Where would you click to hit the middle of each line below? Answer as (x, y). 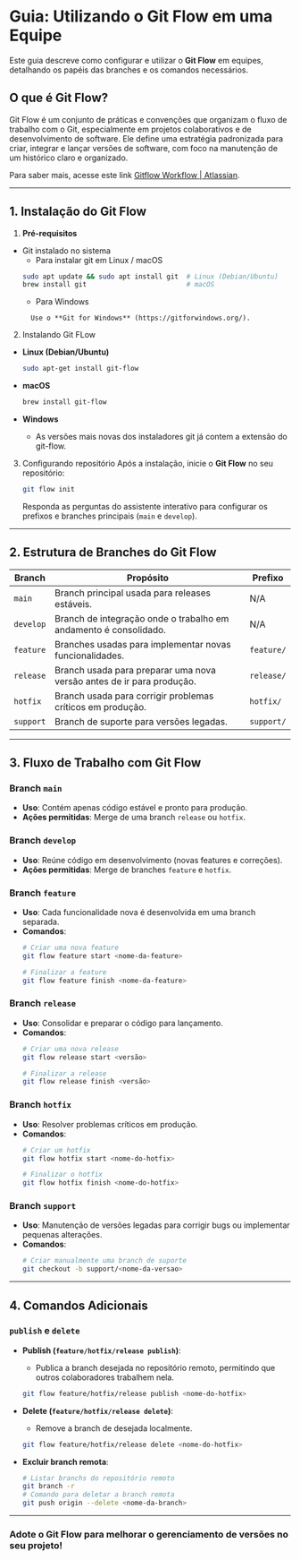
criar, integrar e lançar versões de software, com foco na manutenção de (144, 148)
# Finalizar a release (64, 1073)
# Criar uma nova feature (70, 948)
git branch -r (48, 1487)
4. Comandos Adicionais (79, 1305)
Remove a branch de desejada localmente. (114, 1428)
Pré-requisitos (50, 233)
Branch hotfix (40, 1105)
